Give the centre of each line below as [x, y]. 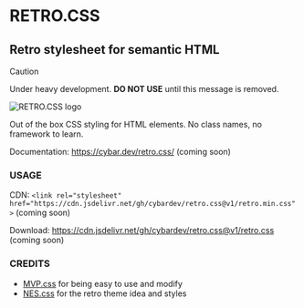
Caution [24, 71]
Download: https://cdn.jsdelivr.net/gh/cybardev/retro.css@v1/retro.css [142, 231]
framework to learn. [47, 134]
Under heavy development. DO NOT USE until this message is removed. [144, 89]
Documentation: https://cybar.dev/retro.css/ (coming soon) [120, 152]
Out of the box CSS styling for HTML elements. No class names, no [136, 124]
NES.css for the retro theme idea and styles [105, 293]
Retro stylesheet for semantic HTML [115, 50]
